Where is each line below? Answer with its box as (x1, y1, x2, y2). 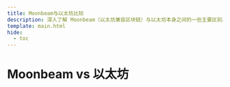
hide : (7, 29, 23, 36)
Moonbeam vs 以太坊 (7, 67, 129, 82)
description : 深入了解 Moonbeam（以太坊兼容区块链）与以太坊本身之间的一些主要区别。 (7, 16, 228, 23)
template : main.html (7, 22, 66, 29)
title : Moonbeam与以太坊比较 (7, 10, 84, 17)
